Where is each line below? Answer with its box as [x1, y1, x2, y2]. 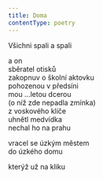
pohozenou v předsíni [8, 80, 79, 91]
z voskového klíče [8, 106, 67, 115]
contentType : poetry [8, 19, 76, 27]
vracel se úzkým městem [8, 138, 90, 147]
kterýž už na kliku [8, 162, 65, 171]
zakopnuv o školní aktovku [8, 73, 94, 82]
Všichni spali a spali [8, 40, 72, 50]
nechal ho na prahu [8, 123, 71, 132]
